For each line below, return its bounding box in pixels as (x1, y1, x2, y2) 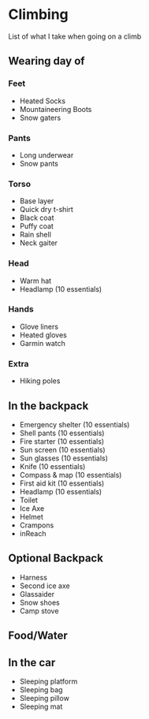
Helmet (19, 512, 43, 521)
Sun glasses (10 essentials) (19, 453, 109, 463)
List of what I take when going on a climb (8, 32, 142, 41)
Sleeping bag (19, 684, 63, 695)
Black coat (19, 213, 54, 222)
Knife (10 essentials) (19, 461, 86, 471)
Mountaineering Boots (19, 104, 92, 114)
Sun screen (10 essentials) (19, 445, 106, 454)
